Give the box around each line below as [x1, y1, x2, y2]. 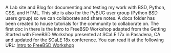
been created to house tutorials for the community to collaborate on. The [5, 20, 159, 26]
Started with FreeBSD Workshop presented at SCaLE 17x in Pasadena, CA [5, 32, 161, 37]
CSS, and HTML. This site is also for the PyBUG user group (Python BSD [5, 10, 158, 16]
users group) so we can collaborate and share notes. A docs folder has [5, 15, 155, 21]
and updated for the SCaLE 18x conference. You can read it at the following [5, 37, 164, 43]
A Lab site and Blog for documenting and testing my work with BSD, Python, [5, 5, 166, 10]
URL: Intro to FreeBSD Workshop [5, 42, 74, 48]
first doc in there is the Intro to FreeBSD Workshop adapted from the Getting [5, 26, 166, 32]
